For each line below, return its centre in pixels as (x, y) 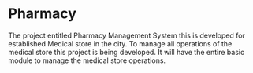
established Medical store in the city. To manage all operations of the (120, 43)
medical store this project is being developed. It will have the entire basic (126, 52)
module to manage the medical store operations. (87, 60)
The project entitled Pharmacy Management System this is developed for (127, 35)
